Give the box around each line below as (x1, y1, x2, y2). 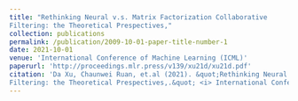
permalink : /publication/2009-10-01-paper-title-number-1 (9, 37, 228, 47)
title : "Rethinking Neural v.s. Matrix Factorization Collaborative (9, 12, 268, 22)
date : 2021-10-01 (9, 46, 74, 54)
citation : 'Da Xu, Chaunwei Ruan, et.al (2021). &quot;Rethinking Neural (9, 70, 288, 79)
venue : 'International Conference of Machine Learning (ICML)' (9, 54, 248, 62)
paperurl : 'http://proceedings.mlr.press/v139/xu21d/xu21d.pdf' (9, 62, 252, 71)
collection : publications (9, 29, 105, 38)
